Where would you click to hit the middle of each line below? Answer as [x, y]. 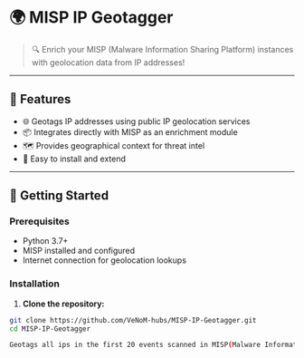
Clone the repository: [63, 304]
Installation [35, 284]
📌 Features [40, 99]
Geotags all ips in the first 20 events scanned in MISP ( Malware [135, 345]
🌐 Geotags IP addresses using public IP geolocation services [136, 121]
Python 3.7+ [45, 241]
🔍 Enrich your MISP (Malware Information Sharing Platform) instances [162, 49]
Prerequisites [39, 221]
